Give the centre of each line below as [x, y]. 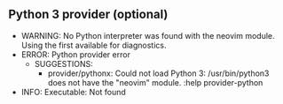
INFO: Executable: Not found [73, 92]
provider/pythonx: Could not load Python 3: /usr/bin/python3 [158, 73]
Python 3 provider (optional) [88, 15]
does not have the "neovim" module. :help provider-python [155, 82]
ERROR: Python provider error [75, 54]
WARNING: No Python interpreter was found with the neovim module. [148, 35]
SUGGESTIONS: [64, 63]
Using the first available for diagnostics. [94, 45]
